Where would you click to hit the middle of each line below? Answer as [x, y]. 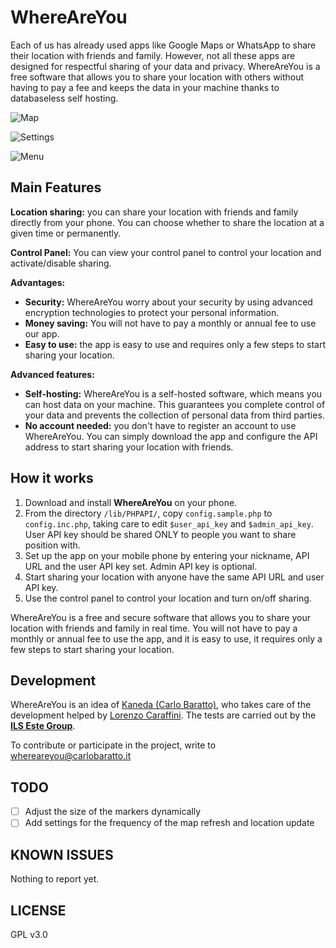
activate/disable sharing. [61, 263]
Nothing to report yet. [55, 879]
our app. [42, 333]
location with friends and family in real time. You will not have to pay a [154, 628]
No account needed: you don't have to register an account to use [160, 425]
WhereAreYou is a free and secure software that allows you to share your [160, 617]
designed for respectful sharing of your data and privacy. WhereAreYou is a [165, 66]
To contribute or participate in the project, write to [113, 745]
